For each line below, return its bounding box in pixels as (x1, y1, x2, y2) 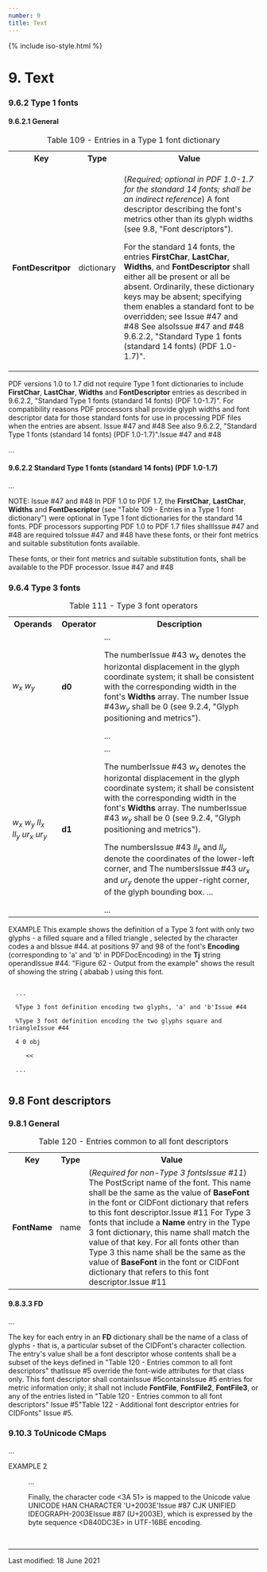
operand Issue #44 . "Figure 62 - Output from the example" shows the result (8, 958, 255, 968)
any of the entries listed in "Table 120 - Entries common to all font (8, 1391, 222, 1400)
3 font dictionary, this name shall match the (88, 1227, 250, 1238)
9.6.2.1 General (8, 117, 60, 126)
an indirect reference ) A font (123, 193, 230, 204)
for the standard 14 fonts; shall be (123, 184, 252, 195)
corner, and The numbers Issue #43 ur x (103, 864, 250, 875)
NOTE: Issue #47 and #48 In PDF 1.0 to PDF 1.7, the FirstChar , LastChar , (8, 496, 246, 506)
